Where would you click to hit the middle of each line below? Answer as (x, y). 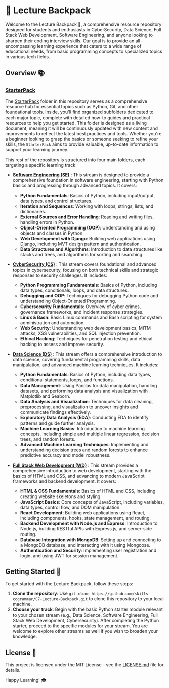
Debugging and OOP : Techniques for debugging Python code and (89, 295)
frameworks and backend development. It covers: (64, 481)
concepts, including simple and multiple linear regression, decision (90, 434)
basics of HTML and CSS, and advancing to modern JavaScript (79, 476)
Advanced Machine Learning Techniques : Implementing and (84, 444)
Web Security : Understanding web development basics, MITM (85, 328)
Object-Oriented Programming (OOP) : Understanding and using (88, 227)
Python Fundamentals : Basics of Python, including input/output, (88, 195)
